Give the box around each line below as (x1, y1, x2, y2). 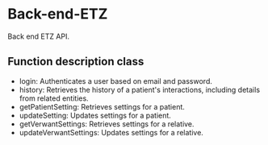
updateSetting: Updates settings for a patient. (19, 110, 171, 120)
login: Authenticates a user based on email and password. (19, 76, 213, 85)
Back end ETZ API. (7, 31, 70, 41)
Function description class (7, 55, 144, 68)
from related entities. (19, 93, 90, 103)
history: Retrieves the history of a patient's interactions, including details (19, 85, 260, 94)
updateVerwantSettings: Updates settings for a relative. (19, 127, 203, 137)
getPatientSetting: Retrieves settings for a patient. (19, 101, 185, 111)
